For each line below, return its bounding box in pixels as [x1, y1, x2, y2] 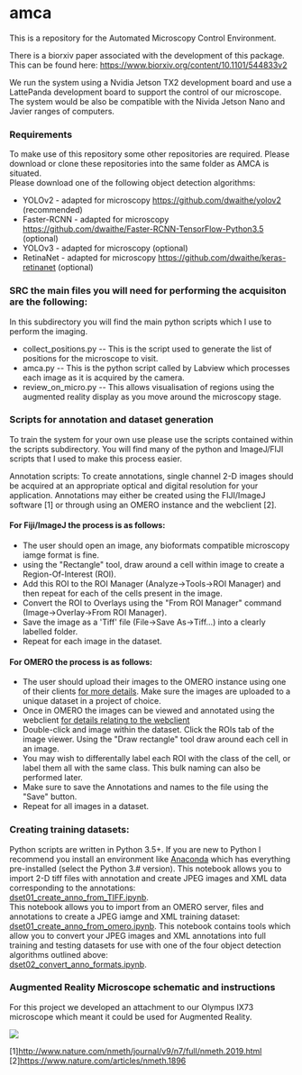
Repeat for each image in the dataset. [22, 636, 162, 647]
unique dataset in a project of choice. [22, 696, 161, 706]
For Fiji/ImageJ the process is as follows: [9, 520, 166, 531]
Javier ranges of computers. [9, 105, 115, 116]
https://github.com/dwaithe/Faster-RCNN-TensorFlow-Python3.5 [22, 223, 264, 234]
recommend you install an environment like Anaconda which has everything [9, 853, 291, 864]
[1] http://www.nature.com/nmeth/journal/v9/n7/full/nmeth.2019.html [9, 1045, 262, 1056]
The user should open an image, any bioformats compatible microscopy [22, 540, 290, 551]
